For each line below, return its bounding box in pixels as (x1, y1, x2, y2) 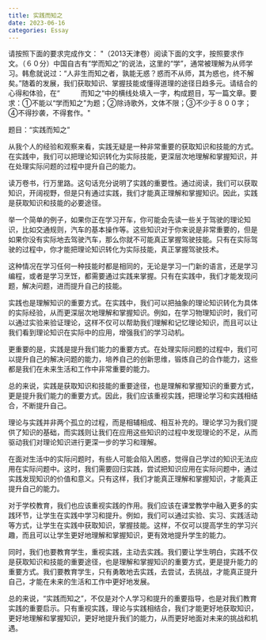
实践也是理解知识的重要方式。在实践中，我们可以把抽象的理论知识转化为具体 (8, 298, 258, 308)
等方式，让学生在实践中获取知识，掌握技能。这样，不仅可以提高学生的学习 (8, 521, 251, 530)
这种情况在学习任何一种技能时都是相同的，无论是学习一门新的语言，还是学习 (8, 262, 258, 271)
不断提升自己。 (21, 401, 71, 411)
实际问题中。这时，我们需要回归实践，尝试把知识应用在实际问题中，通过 (21, 464, 258, 474)
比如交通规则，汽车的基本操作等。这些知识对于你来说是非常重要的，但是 (21, 225, 258, 234)
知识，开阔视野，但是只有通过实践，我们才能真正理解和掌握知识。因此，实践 (8, 188, 258, 198)
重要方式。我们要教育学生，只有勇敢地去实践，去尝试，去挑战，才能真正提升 (8, 567, 258, 577)
